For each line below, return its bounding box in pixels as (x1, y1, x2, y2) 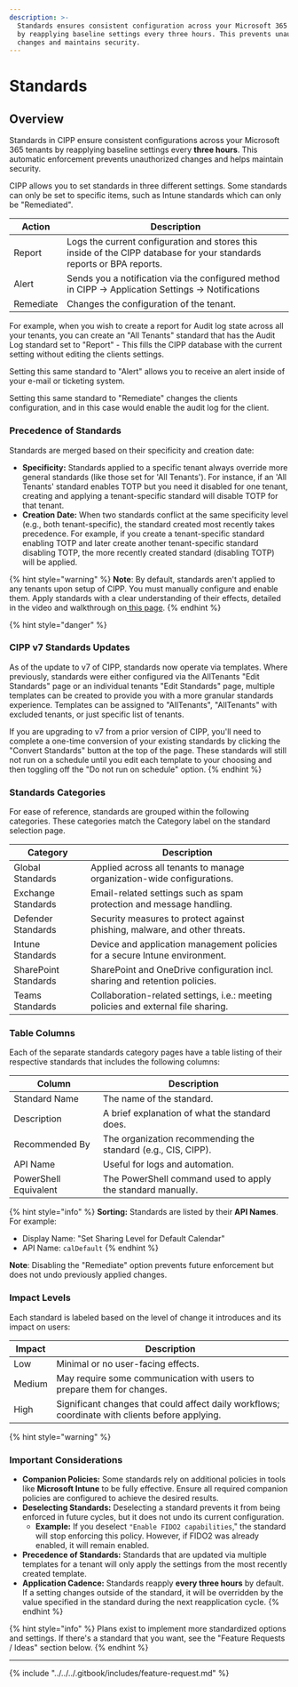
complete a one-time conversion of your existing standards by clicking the (9, 735, 281, 746)
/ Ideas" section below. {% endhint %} (9, 1643, 149, 1653)
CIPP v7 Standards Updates (9, 641, 130, 654)
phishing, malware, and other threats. (90, 924, 246, 936)
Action (21, 221, 51, 233)
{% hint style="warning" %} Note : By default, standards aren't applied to (9, 574, 276, 584)
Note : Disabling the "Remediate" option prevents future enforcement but (9, 1260, 274, 1271)
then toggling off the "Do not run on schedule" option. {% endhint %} (9, 764, 263, 775)
